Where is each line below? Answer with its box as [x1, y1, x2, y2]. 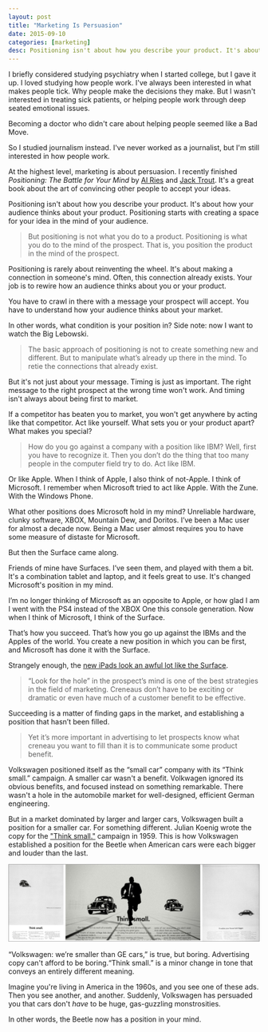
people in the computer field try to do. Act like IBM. [27, 459, 196, 469]
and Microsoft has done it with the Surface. [8, 645, 151, 655]
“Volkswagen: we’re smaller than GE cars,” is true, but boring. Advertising [8, 949, 250, 959]
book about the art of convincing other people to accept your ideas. [8, 184, 231, 193]
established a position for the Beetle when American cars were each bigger [8, 839, 256, 850]
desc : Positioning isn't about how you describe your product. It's [8, 46, 241, 55]
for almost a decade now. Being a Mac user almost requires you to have [8, 524, 244, 534]
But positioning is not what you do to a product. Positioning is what [27, 232, 248, 241]
